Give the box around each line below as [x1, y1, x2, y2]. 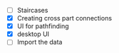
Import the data [16, 38, 63, 47]
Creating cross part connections [16, 14, 112, 23]
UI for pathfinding [16, 22, 69, 30]
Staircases [16, 6, 48, 14]
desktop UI [16, 30, 50, 38]
